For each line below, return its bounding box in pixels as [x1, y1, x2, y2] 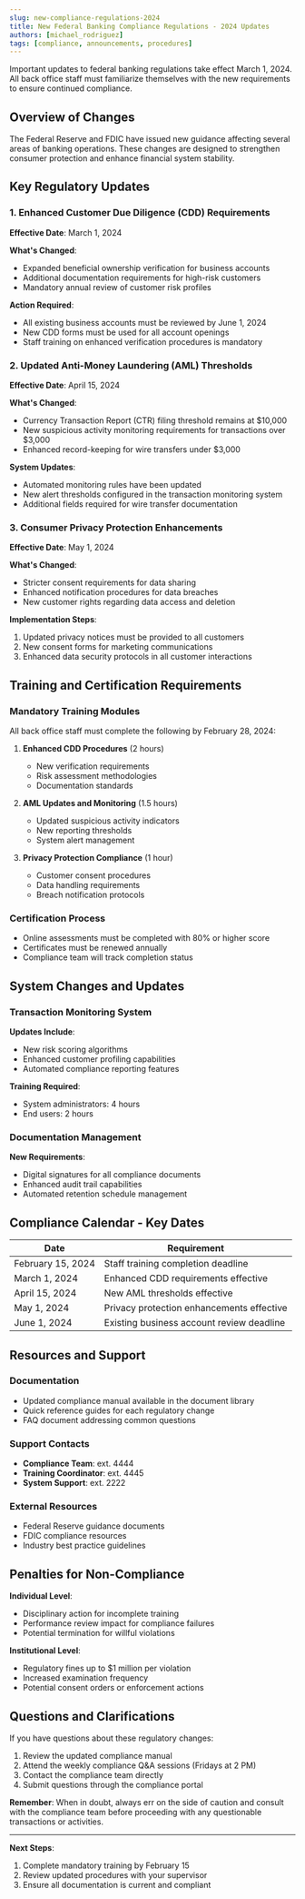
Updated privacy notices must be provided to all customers [22, 631, 245, 642]
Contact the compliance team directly [22, 1770, 163, 1781]
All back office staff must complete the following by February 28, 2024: [9, 725, 277, 737]
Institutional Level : [9, 1645, 82, 1656]
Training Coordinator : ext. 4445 [22, 1468, 144, 1479]
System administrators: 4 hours [22, 1098, 141, 1110]
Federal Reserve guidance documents [22, 1520, 165, 1531]
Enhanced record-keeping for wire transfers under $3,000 [22, 444, 241, 455]
